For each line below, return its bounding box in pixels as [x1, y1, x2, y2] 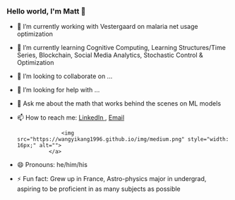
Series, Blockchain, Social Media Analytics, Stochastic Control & [16, 51, 204, 59]
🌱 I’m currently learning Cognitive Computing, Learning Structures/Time [16, 44, 227, 52]
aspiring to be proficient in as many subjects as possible [16, 185, 181, 193]
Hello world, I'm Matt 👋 [6, 6, 86, 16]
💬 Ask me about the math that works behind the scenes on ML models [16, 99, 222, 108]
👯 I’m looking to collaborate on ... [16, 72, 113, 80]
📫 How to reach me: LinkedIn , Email [16, 113, 125, 122]
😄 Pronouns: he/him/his [16, 161, 88, 169]
